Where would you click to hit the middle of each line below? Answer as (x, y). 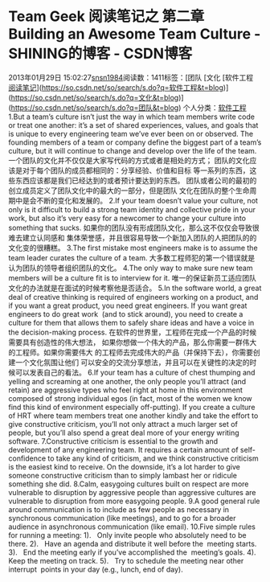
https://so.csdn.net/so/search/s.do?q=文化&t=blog (95, 97)
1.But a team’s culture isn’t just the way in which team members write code (132, 117)
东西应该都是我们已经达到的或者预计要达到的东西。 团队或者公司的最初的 (136, 180)
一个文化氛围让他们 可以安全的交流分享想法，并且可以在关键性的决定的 (132, 362)
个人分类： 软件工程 (215, 107)
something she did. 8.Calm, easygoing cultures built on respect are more (129, 484)
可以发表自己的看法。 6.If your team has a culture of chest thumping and (135, 372)
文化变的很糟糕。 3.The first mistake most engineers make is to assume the (133, 248)
